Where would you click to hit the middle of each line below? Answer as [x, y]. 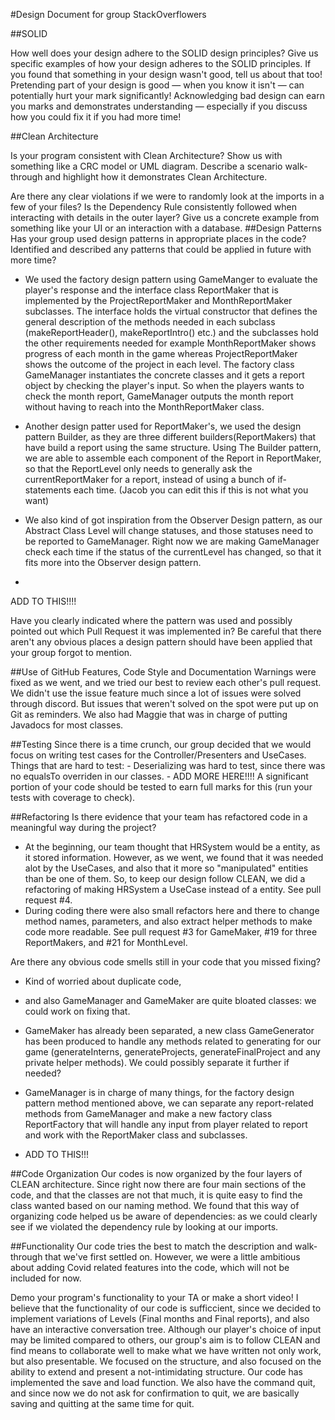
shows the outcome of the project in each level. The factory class [159, 364]
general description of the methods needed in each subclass [150, 322]
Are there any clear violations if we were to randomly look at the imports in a [167, 196]
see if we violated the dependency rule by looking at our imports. [144, 1227]
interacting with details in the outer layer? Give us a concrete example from [165, 217]
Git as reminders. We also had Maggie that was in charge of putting [149, 714]
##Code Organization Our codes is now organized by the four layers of [156, 1173]
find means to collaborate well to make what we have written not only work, [166, 1350]
